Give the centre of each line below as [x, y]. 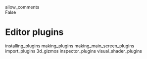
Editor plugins [34, 32]
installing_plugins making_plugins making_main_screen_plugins [70, 46]
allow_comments [22, 7]
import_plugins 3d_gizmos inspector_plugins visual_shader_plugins [74, 51]
